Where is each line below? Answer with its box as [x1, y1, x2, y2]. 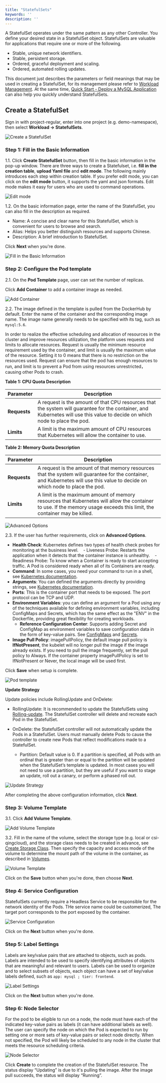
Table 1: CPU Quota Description [5, 378, 71, 385]
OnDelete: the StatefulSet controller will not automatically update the [12, 726, 152, 732]
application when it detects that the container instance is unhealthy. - [12, 552, 157, 558]
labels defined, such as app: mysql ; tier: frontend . [5, 973, 115, 979]
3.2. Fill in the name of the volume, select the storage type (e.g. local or [5, 835, 151, 841]
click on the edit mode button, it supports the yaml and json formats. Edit [5, 179, 154, 185]
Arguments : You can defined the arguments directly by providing [12, 579, 146, 585]
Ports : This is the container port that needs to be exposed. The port [12, 589, 151, 595]
